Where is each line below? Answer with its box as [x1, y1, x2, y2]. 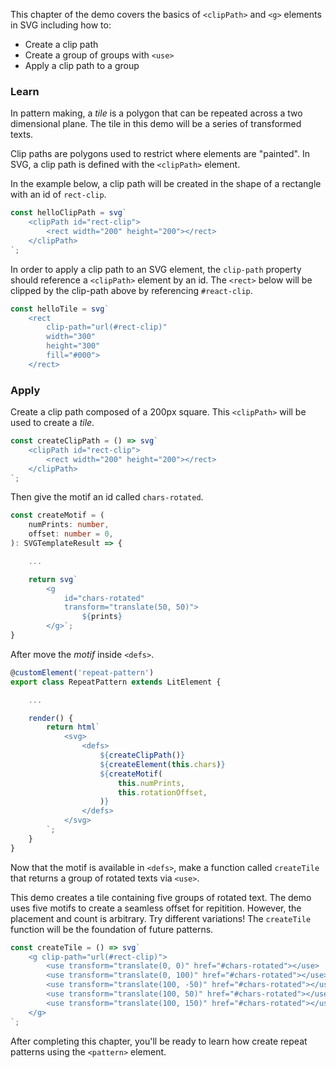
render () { [28, 713, 74, 723]
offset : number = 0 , [28, 529, 114, 539]
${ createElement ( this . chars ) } [99, 759, 226, 769]
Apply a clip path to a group [24, 60, 140, 71]
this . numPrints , [117, 778, 186, 788]
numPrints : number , [28, 520, 110, 530]
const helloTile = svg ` [10, 304, 110, 314]
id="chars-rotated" [63, 593, 145, 603]
